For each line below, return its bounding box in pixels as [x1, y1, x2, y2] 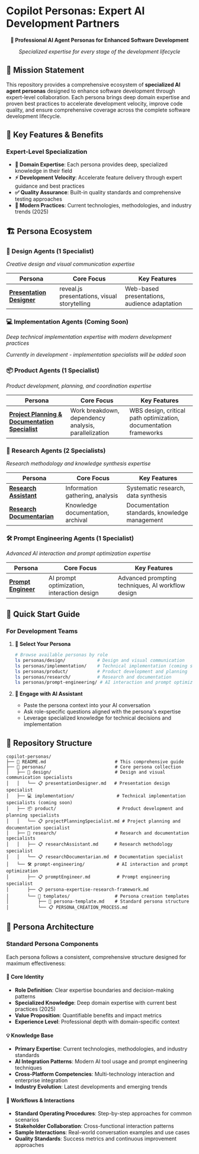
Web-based [125, 285, 159, 293]
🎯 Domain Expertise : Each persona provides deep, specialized [14, 161, 168, 168]
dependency [70, 414, 105, 422]
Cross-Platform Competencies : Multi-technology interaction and [14, 1071, 175, 1078]
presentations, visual [59, 292, 117, 301]
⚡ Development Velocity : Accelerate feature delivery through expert [14, 174, 182, 181]
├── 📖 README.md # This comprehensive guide [6, 759, 184, 765]
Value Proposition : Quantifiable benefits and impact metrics [14, 1011, 162, 1019]
